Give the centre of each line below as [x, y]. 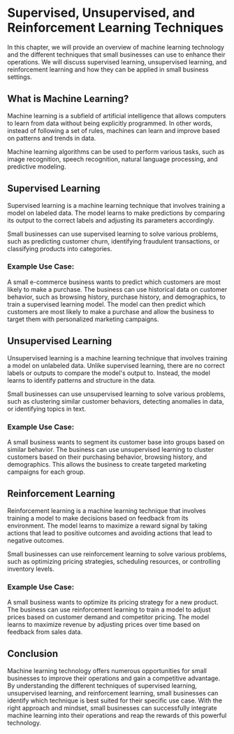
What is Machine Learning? [68, 99]
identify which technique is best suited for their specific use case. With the [115, 700]
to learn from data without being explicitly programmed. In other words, [110, 123]
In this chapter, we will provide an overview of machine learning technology [116, 47]
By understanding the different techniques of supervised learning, [102, 685]
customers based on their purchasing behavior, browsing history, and [107, 457]
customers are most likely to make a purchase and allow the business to [111, 311]
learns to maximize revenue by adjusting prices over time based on [104, 625]
